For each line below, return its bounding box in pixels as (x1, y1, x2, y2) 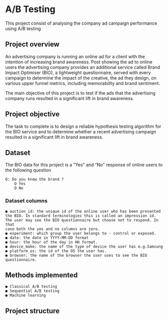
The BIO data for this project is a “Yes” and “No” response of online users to (5, 162, 163, 168)
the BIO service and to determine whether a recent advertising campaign (5, 128, 156, 134)
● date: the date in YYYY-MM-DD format (5, 235, 89, 240)
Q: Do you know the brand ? (5, 177, 64, 182)
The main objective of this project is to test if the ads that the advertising (5, 90, 156, 96)
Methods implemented (5, 271, 78, 280)
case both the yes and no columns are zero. (5, 226, 100, 231)
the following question (5, 167, 51, 173)
